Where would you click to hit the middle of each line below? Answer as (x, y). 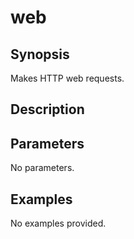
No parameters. (42, 168)
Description (47, 109)
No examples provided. (58, 223)
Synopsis (40, 54)
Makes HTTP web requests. (67, 78)
